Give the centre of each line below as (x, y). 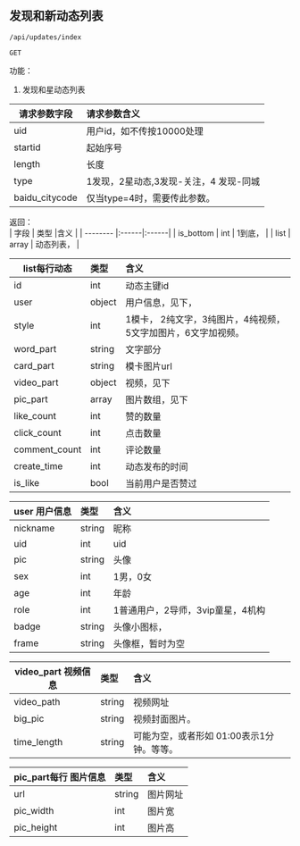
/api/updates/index (46, 37)
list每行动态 (48, 268)
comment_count (48, 449)
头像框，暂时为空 (149, 643)
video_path (37, 701)
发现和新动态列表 (56, 16)
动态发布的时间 (156, 466)
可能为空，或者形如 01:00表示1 (199, 735)
